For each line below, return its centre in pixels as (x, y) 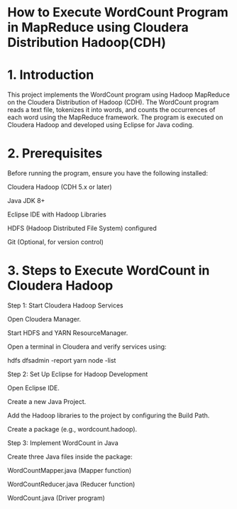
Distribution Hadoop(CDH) (87, 43)
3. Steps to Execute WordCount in (109, 271)
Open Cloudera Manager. (44, 319)
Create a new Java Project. (47, 401)
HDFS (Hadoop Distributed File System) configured (82, 229)
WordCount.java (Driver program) (56, 498)
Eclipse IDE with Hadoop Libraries (57, 214)
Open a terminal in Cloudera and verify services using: (87, 346)
